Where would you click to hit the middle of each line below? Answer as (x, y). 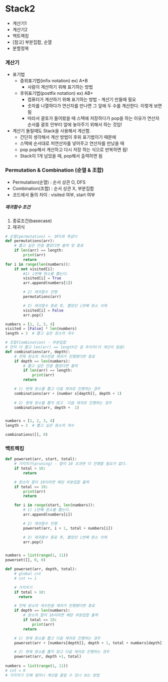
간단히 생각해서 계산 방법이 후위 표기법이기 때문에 (68, 137)
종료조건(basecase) (32, 221)
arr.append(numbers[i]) (48, 515)
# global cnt (28, 574)
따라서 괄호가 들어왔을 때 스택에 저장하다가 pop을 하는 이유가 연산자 (93, 118)
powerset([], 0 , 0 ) (25, 560)
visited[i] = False (43, 310)
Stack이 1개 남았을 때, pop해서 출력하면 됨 (61, 156)
